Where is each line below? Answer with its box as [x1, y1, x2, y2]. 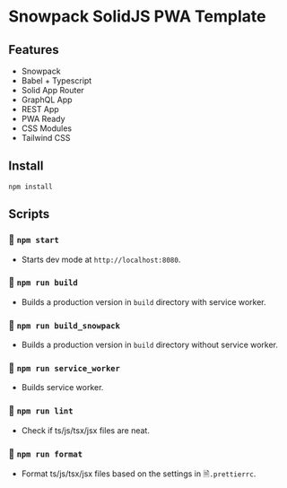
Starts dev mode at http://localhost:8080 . [21, 254, 181, 265]
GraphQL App [21, 94, 73, 105]
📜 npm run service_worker [8, 362, 120, 374]
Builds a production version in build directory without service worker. [21, 339, 279, 351]
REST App [21, 104, 59, 114]
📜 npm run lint [8, 405, 74, 417]
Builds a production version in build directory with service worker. [21, 296, 266, 307]
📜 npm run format [8, 447, 83, 459]
